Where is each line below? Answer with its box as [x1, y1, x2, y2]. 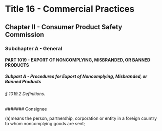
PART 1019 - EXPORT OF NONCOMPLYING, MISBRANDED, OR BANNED [5, 57, 151, 63]
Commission [5, 30, 44, 38]
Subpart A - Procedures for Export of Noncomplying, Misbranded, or [5, 73, 147, 79]
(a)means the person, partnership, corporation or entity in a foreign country [5, 115, 157, 121]
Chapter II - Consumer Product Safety [5, 23, 122, 31]
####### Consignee [5, 106, 47, 112]
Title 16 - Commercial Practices [5, 3, 135, 15]
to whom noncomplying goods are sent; [5, 120, 85, 126]
